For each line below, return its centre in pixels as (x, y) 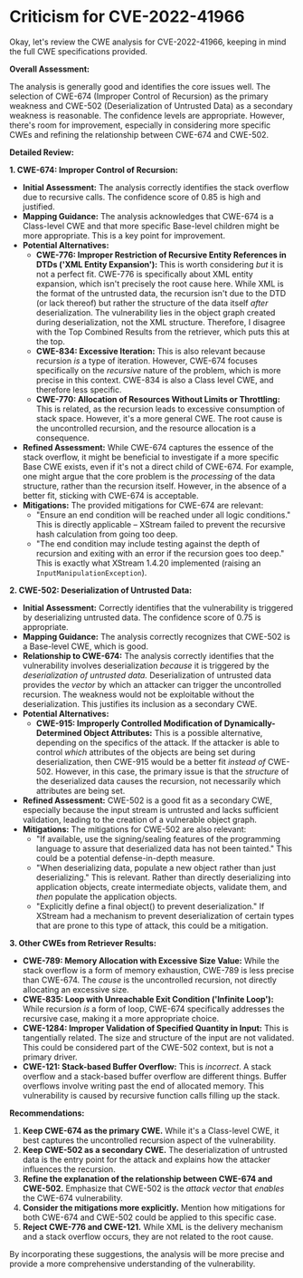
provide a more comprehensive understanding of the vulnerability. (133, 1263)
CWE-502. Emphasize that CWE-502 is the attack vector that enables (153, 1188)
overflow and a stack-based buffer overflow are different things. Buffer (155, 1076)
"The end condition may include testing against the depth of (148, 543)
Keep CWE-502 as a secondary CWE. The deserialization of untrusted (155, 1149)
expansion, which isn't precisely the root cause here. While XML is (160, 284)
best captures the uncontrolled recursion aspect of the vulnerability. (149, 1140)
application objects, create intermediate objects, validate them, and (161, 886)
